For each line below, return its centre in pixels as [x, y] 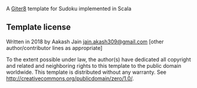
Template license [39, 27]
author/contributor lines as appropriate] [54, 48]
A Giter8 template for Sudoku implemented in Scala [69, 9]
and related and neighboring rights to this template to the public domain [94, 65]
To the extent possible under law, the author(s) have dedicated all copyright [99, 59]
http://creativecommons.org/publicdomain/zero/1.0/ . [70, 78]
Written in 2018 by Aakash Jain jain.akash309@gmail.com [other [85, 42]
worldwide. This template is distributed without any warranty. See [86, 72]
